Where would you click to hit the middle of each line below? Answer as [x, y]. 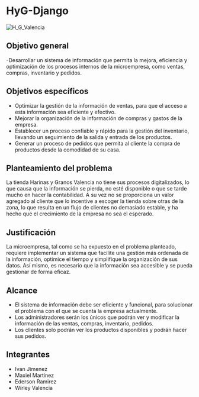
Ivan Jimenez [31, 369]
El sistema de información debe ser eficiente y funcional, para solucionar [104, 305]
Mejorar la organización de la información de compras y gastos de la [98, 118]
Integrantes [28, 355]
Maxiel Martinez [34, 375]
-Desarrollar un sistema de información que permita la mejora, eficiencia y [97, 60]
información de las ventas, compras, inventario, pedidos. [84, 323]
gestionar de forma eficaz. [38, 272]
